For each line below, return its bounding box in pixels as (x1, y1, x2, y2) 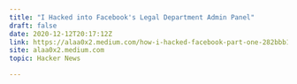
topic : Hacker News (9, 54, 81, 63)
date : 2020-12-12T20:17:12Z (9, 29, 113, 38)
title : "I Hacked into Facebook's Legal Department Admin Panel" (9, 12, 255, 22)
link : (9, 37, 29, 47)
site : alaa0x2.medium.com (9, 46, 104, 55)
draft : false (9, 21, 57, 30)
